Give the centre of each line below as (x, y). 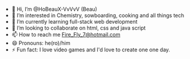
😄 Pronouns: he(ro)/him (41, 43)
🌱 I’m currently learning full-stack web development (74, 22)
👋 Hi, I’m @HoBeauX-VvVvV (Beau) (54, 9)
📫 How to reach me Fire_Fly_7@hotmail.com (66, 35)
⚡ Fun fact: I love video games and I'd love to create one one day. (91, 50)
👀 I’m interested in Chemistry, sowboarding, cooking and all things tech (98, 15)
